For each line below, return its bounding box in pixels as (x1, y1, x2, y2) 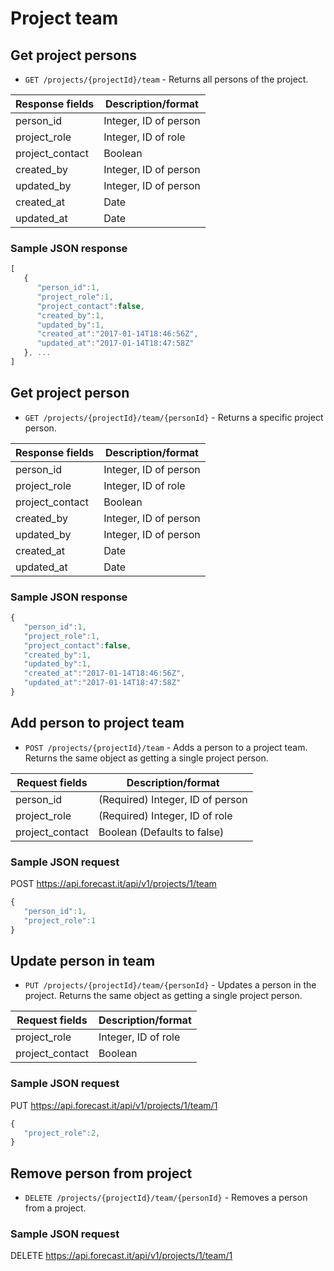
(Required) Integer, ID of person (98, 792, 248, 806)
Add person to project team (10, 715, 185, 732)
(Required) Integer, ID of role (98, 808, 233, 822)
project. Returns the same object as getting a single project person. (24, 990, 303, 1002)
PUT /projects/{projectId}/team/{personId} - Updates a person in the (24, 979, 317, 991)
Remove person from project (10, 1165, 193, 1182)
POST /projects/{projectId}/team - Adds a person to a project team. (24, 741, 308, 753)
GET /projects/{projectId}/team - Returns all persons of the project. (24, 73, 309, 85)
